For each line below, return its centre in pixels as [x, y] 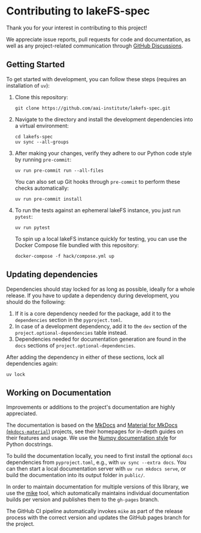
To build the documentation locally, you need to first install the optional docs [100, 456]
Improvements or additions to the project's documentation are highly [91, 407]
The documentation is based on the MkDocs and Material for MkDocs [92, 425]
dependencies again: [32, 363]
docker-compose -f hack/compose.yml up [65, 256]
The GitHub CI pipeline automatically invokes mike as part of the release [95, 511]
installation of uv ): [28, 85]
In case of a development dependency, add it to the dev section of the [101, 326]
